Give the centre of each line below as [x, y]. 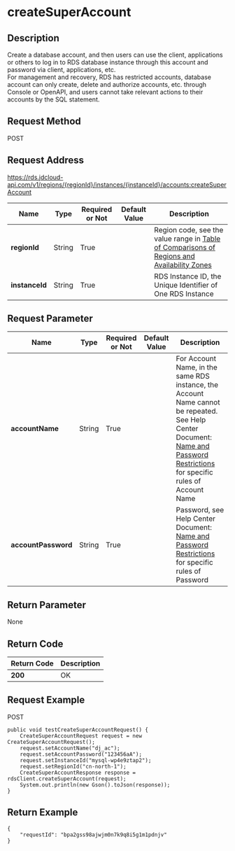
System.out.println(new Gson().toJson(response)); [95, 785]
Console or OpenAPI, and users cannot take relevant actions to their [105, 92]
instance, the [197, 385]
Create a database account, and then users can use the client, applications [115, 55]
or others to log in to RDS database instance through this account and [108, 62]
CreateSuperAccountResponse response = [78, 773]
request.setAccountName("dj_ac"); [70, 748]
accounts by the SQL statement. [54, 99]
